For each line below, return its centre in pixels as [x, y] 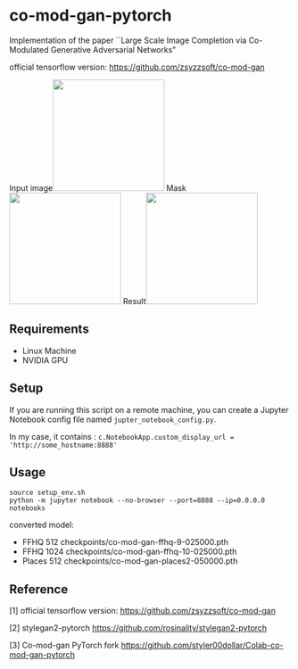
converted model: [41, 525]
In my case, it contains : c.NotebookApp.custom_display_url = [122, 436]
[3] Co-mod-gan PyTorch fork [64, 645]
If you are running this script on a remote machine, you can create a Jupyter [149, 409]
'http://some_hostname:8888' [63, 445]
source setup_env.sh [48, 493]
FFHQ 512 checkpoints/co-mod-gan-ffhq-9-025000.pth [125, 542]
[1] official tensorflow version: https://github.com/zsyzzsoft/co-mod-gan [143, 611]
